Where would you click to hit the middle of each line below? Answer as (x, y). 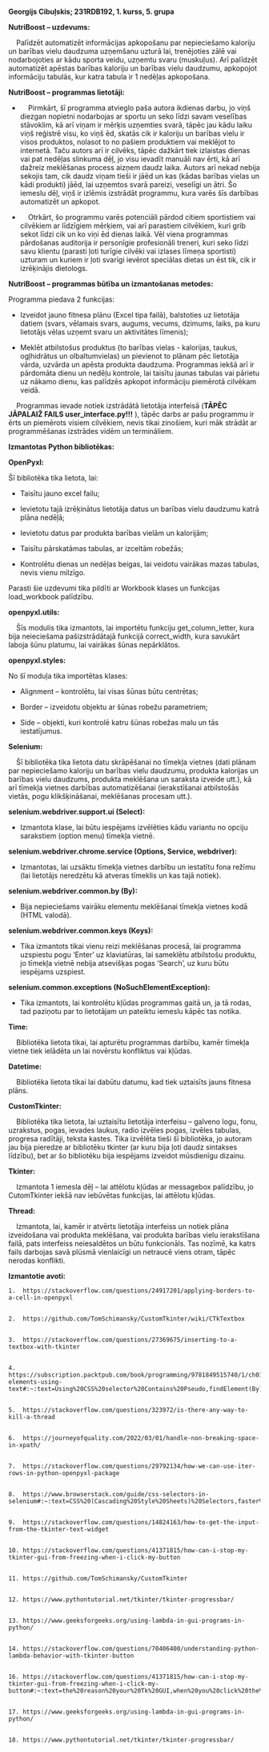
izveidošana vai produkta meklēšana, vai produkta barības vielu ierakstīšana (134, 1235)
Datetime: (25, 1067)
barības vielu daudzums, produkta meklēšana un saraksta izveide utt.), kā (130, 779)
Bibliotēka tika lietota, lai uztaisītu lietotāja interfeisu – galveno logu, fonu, (137, 1121)
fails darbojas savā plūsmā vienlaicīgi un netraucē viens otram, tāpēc (122, 1252)
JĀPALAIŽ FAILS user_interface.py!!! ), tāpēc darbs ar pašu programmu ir (131, 414)
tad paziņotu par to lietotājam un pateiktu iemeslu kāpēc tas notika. (130, 1011)
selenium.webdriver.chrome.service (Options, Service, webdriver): (123, 851)
